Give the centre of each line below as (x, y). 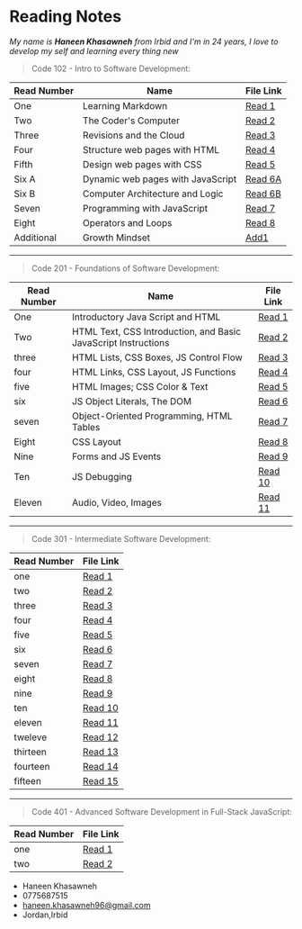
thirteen (31, 752)
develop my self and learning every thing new (94, 50)
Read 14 (100, 766)
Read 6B (263, 194)
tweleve (31, 737)
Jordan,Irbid (45, 915)
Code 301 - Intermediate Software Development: (121, 538)
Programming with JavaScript (145, 208)
